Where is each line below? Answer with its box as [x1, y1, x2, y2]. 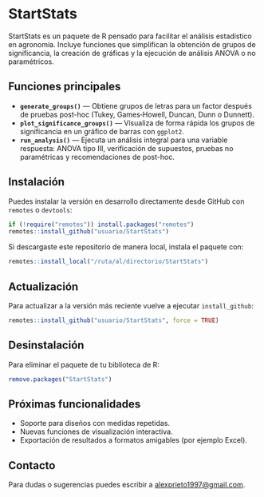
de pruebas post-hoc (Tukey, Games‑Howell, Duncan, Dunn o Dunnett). [19, 109, 255, 119]
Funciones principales [8, 80, 121, 93]
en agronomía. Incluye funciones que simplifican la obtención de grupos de [8, 39, 257, 49]
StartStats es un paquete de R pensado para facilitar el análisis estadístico [8, 31, 253, 41]
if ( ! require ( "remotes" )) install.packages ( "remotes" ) [8, 221, 195, 229]
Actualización [8, 280, 79, 293]
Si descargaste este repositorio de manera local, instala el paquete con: [8, 242, 244, 252]
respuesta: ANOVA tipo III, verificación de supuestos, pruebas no [19, 143, 234, 153]
